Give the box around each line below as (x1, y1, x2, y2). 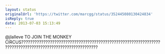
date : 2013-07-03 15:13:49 (5, 20, 61, 26)
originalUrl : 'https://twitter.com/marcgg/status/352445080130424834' (5, 12, 153, 17)
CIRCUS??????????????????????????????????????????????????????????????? (5, 39, 161, 45)
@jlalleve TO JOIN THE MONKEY (5, 34, 72, 40)
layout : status (5, 7, 36, 12)
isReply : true (5, 16, 34, 21)
